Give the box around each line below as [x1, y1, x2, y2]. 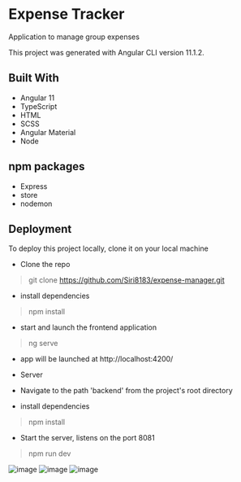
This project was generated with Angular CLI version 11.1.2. [8, 47, 204, 57]
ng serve [28, 339, 58, 348]
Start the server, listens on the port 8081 [19, 433, 156, 443]
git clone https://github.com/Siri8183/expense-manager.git [28, 275, 225, 285]
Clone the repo [19, 260, 71, 269]
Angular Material [19, 127, 76, 137]
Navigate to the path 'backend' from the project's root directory [19, 386, 233, 396]
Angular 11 [19, 93, 55, 103]
